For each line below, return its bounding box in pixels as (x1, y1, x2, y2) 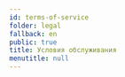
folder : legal (9, 21, 62, 30)
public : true (9, 37, 58, 47)
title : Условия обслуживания (9, 46, 117, 55)
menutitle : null (9, 54, 69, 63)
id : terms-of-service (9, 12, 90, 22)
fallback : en (9, 29, 58, 38)
